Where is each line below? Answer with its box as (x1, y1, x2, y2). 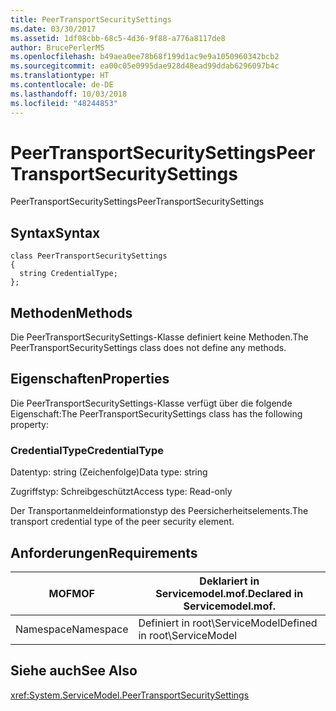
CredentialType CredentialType (10, 443, 165, 457)
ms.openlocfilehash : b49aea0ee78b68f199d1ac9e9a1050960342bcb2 (10, 52, 280, 62)
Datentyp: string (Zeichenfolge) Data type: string (10, 466, 208, 478)
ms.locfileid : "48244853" (10, 98, 118, 108)
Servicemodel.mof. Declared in (155, 586, 304, 600)
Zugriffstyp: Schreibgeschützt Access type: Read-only (10, 486, 233, 498)
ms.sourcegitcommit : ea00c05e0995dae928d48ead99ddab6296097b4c (10, 61, 280, 71)
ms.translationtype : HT (10, 71, 110, 81)
